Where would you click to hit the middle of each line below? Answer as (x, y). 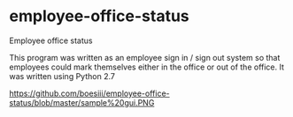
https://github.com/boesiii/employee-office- (89, 93)
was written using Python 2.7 (62, 76)
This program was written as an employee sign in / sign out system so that (145, 57)
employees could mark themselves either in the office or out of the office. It (147, 67)
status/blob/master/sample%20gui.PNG (82, 102)
